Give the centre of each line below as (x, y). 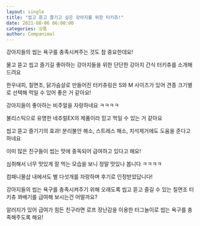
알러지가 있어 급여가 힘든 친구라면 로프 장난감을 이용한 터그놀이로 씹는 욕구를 (96, 210)
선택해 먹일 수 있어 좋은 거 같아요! (52, 93)
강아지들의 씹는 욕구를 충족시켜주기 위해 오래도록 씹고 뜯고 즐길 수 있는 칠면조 (97, 189)
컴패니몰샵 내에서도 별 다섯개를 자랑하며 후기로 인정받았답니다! (80, 177)
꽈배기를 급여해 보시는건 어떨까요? (57, 197)
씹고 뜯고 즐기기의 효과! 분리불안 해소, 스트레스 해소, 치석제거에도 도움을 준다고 (98, 131)
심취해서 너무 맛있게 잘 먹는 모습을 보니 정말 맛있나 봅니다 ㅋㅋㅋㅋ (84, 164)
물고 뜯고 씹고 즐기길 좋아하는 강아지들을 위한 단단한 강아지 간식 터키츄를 (91, 65)
